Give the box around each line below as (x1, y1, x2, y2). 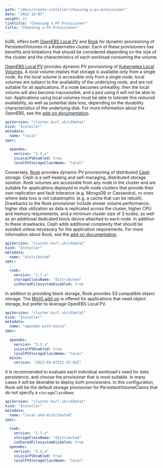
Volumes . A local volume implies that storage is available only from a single (5, 69, 156, 75)
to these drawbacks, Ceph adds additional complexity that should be (5, 221, 143, 227)
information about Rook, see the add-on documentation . (5, 231, 118, 237)
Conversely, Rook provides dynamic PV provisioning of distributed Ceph (5, 169, 150, 175)
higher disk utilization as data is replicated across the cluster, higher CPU (5, 205, 152, 211)
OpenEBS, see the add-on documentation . (5, 110, 90, 116)
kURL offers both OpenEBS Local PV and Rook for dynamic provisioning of (5, 39, 155, 44)
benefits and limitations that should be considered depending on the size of (5, 49, 157, 55)
